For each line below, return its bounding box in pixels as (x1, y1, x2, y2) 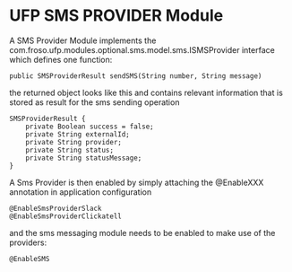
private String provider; (25, 137, 123, 146)
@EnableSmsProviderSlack (9, 204, 102, 213)
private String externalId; (25, 129, 130, 139)
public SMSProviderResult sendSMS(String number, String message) (9, 71, 262, 81)
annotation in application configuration (9, 186, 152, 197)
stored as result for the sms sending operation (9, 96, 180, 108)
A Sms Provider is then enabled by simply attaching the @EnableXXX (9, 177, 264, 188)
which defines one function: (9, 54, 113, 65)
